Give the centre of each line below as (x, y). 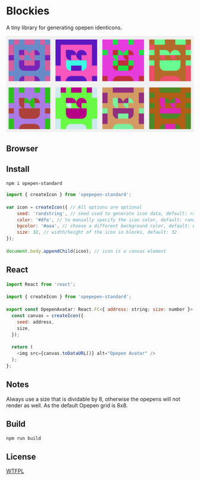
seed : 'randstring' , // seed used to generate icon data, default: (102, 213)
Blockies (28, 11)
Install (18, 169)
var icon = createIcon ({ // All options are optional (74, 207)
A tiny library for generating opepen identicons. (64, 27)
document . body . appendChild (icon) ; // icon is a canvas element (86, 251)
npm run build (24, 439)
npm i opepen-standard (34, 184)
